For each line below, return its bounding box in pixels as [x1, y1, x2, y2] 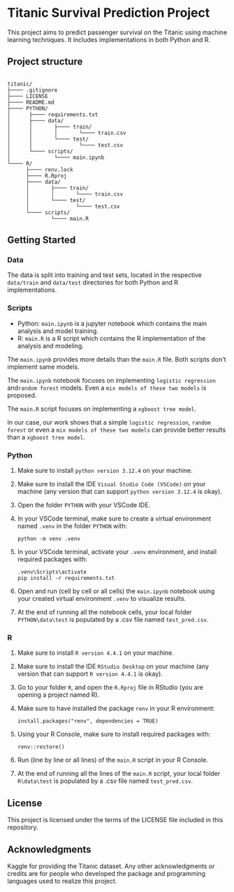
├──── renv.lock [25, 166, 73, 173]
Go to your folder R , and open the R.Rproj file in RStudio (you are [17, 684, 204, 692]
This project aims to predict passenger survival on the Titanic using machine [7, 28, 228, 36]
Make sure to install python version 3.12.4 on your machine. [17, 467, 193, 475]
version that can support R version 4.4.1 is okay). [17, 670, 163, 678]
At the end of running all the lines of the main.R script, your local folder [17, 770, 221, 778]
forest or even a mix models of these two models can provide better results [7, 425, 226, 434]
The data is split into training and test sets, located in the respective [7, 271, 203, 279]
